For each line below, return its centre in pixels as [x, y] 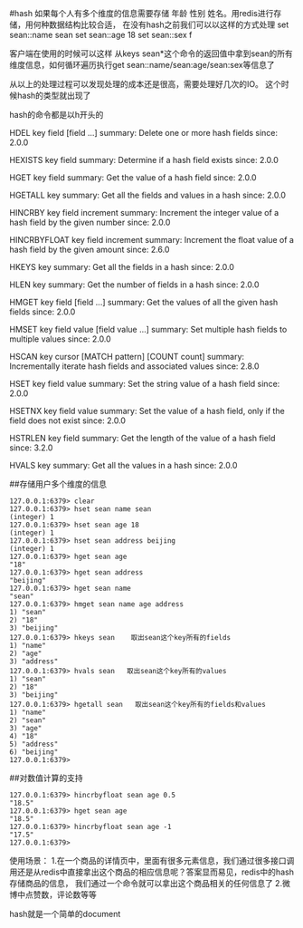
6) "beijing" [34, 752]
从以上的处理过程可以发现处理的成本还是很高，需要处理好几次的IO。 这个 [146, 84]
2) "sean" [28, 720]
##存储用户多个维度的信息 [58, 484]
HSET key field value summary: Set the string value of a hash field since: [145, 384]
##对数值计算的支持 [46, 778]
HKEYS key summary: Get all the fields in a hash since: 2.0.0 [122, 267]
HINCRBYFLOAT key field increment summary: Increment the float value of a [151, 240]
